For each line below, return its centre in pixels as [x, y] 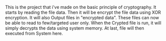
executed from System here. [34, 33]
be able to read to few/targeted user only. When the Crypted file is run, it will [83, 23]
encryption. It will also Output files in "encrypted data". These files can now [82, 18]
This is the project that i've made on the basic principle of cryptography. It [81, 7]
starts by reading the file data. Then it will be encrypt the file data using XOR [83, 12]
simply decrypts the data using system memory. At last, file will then [75, 28]
